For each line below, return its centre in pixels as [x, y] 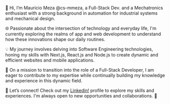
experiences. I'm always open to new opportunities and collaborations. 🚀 [81, 96]
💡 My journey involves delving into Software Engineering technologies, [79, 49]
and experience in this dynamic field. [44, 81]
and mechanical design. [30, 18]
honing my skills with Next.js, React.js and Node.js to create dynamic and [82, 55]
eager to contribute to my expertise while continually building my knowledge [85, 75]
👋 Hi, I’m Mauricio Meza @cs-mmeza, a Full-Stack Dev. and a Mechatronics [84, 8]
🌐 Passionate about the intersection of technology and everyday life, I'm [81, 28]
